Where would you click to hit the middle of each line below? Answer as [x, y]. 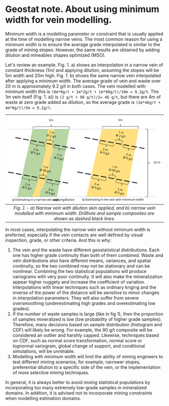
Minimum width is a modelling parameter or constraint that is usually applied [84, 34]
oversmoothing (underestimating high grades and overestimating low [84, 303]
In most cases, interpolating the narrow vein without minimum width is [78, 230]
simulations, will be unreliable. [44, 351]
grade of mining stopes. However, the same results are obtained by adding [82, 50]
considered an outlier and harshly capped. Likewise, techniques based [86, 335]
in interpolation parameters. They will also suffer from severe [76, 298]
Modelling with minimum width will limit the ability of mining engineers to [88, 357]
